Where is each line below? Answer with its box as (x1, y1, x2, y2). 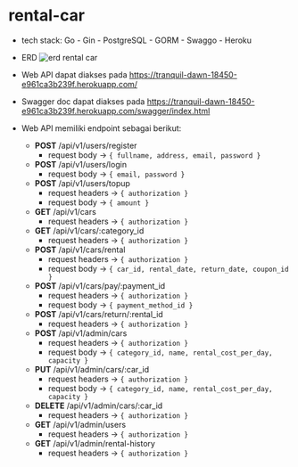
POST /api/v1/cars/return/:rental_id (34, 308, 164, 319)
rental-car (8, 5, 86, 26)
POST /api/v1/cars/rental (34, 244, 126, 255)
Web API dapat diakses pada (21, 69, 128, 80)
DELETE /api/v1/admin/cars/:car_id (34, 400, 163, 411)
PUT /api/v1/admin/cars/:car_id (34, 364, 149, 374)
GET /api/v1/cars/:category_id (34, 225, 145, 236)
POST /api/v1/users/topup (34, 177, 131, 188)
